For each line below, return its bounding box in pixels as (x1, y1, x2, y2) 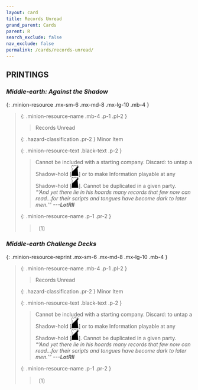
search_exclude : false (6, 34, 62, 41)
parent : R (6, 28, 31, 34)
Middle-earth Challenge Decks (6, 240, 97, 248)
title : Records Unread (6, 15, 62, 22)
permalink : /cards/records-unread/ (6, 47, 94, 53)
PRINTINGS (6, 70, 49, 80)
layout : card (6, 9, 38, 15)
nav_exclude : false (6, 41, 54, 47)
